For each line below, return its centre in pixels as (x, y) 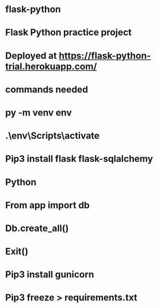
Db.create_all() (37, 228)
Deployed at (31, 55)
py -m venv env (38, 113)
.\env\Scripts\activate (52, 136)
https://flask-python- (105, 55)
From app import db (48, 205)
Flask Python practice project (68, 33)
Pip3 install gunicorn (50, 275)
